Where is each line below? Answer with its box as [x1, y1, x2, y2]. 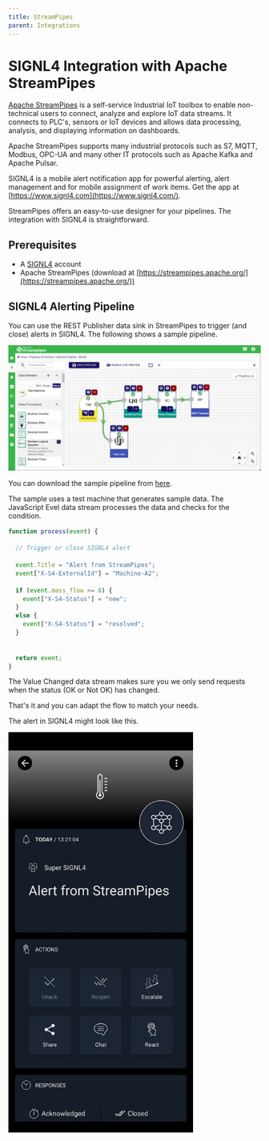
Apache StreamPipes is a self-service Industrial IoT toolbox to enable [8, 100, 236, 110]
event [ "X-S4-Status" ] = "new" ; [22, 595, 127, 603]
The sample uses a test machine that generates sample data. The [8, 493, 224, 504]
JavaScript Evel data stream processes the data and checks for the [8, 502, 230, 512]
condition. [8, 511, 42, 520]
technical [8, 109, 38, 119]
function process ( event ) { [8, 527, 98, 536]
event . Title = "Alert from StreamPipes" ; [15, 561, 156, 569]
